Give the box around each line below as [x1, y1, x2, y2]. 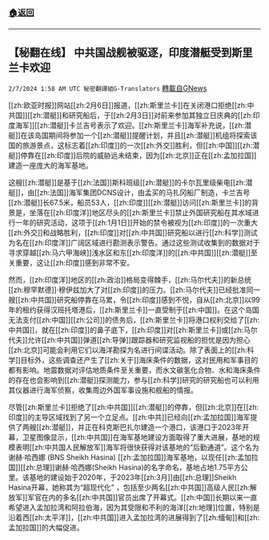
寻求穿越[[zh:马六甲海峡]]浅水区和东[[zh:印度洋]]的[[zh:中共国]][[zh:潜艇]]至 [8, 248, 258, 258]
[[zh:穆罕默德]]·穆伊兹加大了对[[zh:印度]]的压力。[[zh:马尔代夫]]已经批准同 [8, 285, 254, 294]
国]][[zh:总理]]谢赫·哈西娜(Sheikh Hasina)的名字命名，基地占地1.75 [8, 463, 227, 473]
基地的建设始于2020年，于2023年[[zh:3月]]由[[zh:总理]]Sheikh [29, 473, 237, 482]
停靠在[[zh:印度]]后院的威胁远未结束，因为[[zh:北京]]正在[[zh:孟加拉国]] [20, 151, 257, 160]
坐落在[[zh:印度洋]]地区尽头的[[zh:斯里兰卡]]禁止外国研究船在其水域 [29, 208, 252, 217]
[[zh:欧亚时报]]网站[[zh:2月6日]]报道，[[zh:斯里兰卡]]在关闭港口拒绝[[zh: [8, 100, 247, 110]
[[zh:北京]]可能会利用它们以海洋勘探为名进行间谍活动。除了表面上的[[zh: [8, 345, 247, 355]
